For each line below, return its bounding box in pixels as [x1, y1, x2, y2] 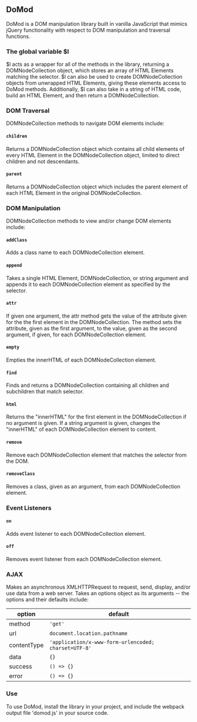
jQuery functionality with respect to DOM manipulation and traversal [6, 26, 171, 33]
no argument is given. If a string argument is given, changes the [6, 420, 160, 427]
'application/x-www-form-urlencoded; [49, 639, 155, 646]
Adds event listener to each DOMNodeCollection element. [6, 530, 146, 537]
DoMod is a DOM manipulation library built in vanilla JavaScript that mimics [6, 20, 188, 27]
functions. [6, 32, 30, 40]
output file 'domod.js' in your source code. [6, 709, 109, 716]
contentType [9, 641, 44, 649]
